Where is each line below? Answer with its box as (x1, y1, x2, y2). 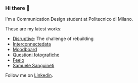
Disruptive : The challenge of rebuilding (12, 35, 94, 42)
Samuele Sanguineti (12, 63, 55, 69)
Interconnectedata (12, 41, 52, 47)
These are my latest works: (5, 26, 62, 32)
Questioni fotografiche (12, 52, 60, 58)
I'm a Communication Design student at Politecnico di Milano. (5, 16, 133, 22)
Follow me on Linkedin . (5, 72, 53, 78)
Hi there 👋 (5, 5, 30, 12)
